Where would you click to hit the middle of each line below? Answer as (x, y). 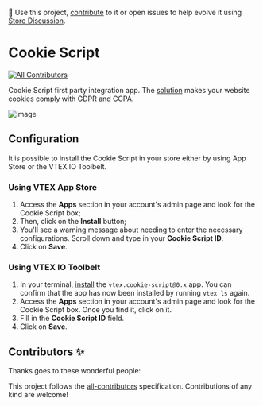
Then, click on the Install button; (73, 222)
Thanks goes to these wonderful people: (75, 371)
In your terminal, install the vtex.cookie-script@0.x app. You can (126, 284)
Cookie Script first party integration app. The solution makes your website (129, 90)
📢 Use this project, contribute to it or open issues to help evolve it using (125, 12)
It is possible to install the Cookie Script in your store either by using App (127, 158)
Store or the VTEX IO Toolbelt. (58, 166)
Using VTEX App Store (53, 187)
